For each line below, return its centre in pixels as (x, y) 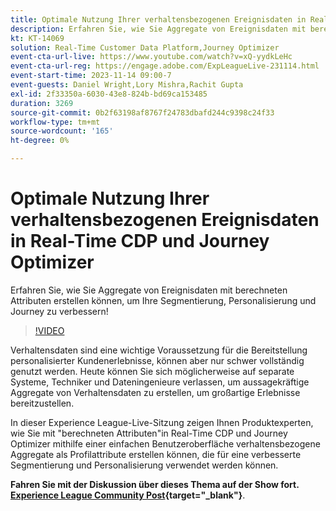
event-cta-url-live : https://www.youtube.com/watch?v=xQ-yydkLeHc (151, 57)
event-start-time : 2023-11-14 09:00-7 (91, 76)
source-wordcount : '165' (62, 131)
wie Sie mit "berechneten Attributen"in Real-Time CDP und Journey (149, 433)
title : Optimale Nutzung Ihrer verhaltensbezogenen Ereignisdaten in (158, 19)
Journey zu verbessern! (59, 311)
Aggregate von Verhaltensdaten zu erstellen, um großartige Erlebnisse (155, 392)
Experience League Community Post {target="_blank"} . (128, 495)
